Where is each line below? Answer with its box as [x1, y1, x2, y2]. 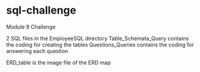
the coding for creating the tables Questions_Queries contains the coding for [6, 41, 194, 48]
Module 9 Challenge [6, 23, 56, 30]
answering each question [6, 47, 68, 54]
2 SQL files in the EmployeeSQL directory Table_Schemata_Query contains [6, 35, 189, 42]
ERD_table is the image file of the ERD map [6, 59, 111, 66]
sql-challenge [6, 4, 76, 17]
